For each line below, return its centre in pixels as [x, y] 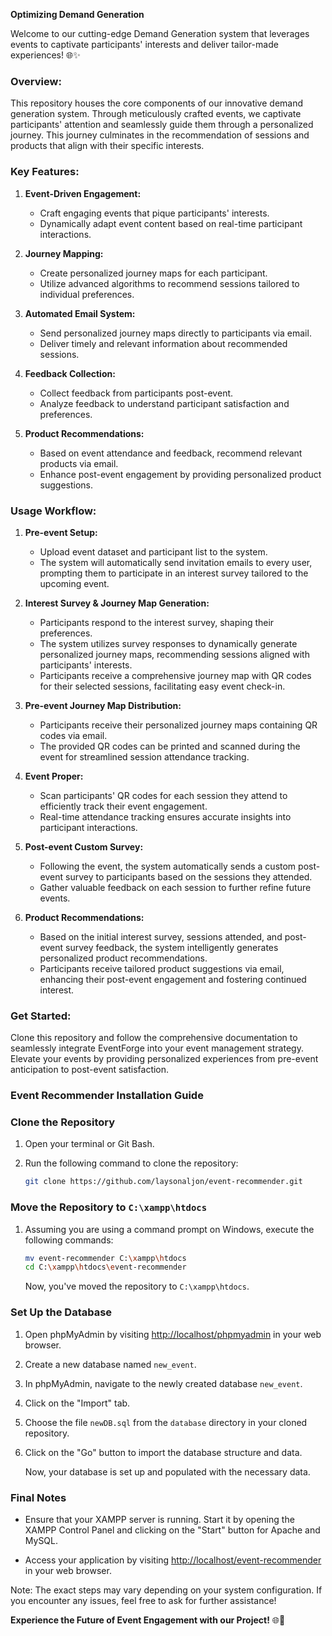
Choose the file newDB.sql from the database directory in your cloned [166, 1422]
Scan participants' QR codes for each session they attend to [163, 795]
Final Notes [38, 1497]
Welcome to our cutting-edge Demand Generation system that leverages [160, 33]
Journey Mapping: [64, 253]
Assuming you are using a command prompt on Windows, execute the [169, 1229]
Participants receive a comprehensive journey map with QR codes [175, 675]
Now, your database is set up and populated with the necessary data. [167, 1471]
